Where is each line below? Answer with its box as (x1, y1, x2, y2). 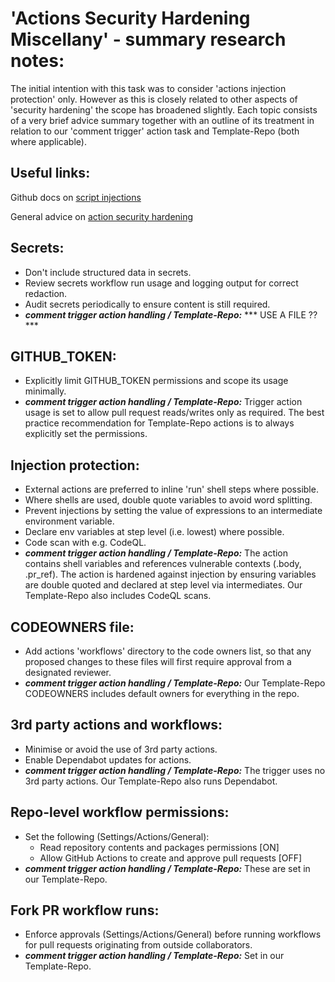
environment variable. (24, 515, 115, 527)
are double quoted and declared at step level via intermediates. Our (24, 579, 303, 591)
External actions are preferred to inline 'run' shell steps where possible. (24, 483, 319, 496)
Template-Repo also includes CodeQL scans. (24, 590, 212, 602)
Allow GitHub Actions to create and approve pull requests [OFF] (39, 852, 303, 864)
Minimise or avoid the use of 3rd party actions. (24, 743, 218, 755)
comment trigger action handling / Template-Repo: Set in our (24, 950, 285, 962)
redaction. (24, 287, 68, 299)
